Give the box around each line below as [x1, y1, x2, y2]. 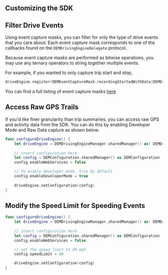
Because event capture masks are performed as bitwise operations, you [5, 55, 154, 61]
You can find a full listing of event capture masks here [5, 89, 116, 95]
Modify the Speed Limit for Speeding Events [5, 201, 145, 210]
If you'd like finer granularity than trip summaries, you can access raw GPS [5, 116, 159, 122]
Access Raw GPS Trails [5, 103, 79, 112]
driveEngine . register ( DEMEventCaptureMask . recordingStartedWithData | [5, 80, 153, 85]
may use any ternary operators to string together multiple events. [5, 60, 139, 66]
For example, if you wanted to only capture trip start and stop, [5, 70, 132, 76]
